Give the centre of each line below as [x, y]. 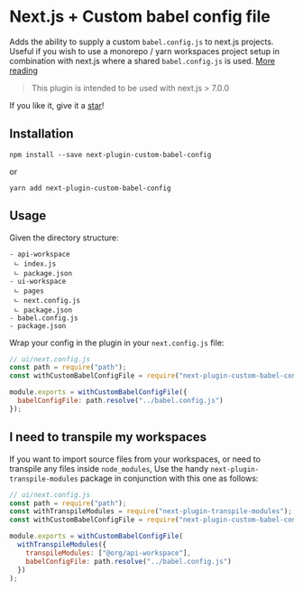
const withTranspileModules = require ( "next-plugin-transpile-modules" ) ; [151, 511]
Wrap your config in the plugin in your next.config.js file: [117, 342]
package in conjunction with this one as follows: [169, 478]
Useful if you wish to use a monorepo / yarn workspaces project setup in [144, 51]
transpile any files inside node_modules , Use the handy [109, 468]
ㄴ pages [29, 291]
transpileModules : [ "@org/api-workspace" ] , [109, 553]
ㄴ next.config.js [47, 300]
